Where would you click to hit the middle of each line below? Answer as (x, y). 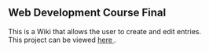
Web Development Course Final (87, 13)
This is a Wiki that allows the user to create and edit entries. (105, 31)
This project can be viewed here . (62, 40)
